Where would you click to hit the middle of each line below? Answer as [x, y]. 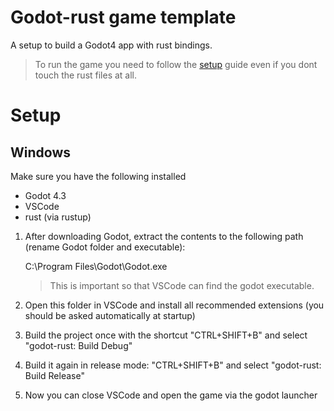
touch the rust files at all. [86, 75]
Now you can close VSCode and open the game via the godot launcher [171, 395]
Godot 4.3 [45, 195]
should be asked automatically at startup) [110, 315]
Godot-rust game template [123, 17]
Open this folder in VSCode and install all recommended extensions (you [174, 305]
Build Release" [54, 375]
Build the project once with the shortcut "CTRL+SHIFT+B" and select [166, 335]
